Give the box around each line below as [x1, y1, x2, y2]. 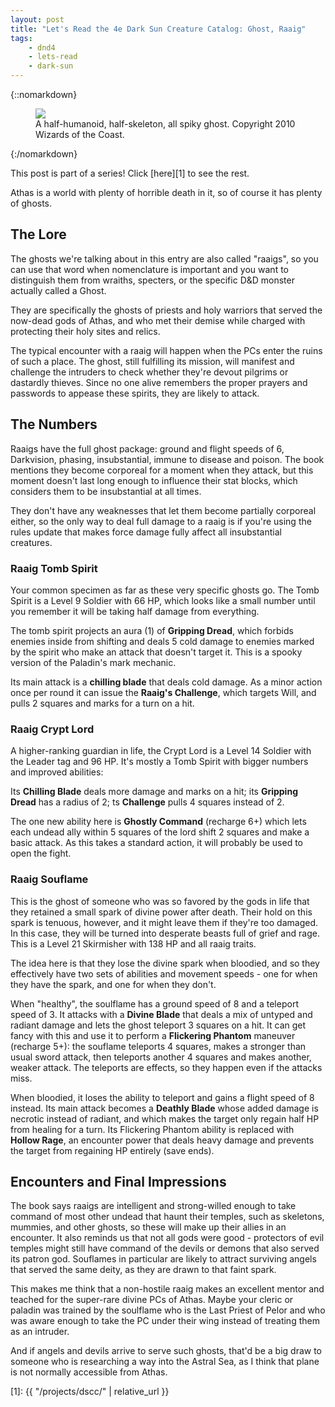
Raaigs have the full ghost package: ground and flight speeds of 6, [10, 442, 285, 455]
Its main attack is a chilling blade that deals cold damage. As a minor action [10, 676, 323, 688]
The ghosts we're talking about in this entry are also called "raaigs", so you [10, 252, 319, 265]
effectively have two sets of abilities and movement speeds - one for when [10, 967, 318, 980]
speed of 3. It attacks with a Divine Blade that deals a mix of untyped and [10, 1008, 313, 1020]
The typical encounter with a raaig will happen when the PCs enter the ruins [10, 344, 323, 356]
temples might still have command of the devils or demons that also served [10, 1242, 320, 1255]
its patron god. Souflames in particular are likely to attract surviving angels [10, 1253, 317, 1265]
